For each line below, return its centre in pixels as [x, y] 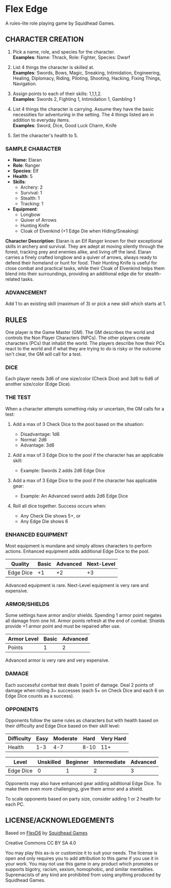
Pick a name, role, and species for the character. [64, 51]
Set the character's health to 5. [45, 135]
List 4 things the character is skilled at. [54, 67]
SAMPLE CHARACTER [33, 149]
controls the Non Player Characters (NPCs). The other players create [78, 338]
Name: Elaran [27, 160]
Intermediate [110, 762]
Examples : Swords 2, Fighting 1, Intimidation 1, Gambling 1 [74, 99]
